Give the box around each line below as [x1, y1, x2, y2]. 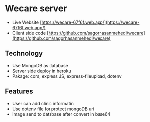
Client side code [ [12, 30, 49, 36]
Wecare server [5, 3, 67, 14]
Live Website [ [12, 19, 42, 25]
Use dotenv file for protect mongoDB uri [12, 106, 94, 112]
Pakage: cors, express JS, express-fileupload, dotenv [12, 73, 122, 79]
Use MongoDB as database [12, 62, 68, 68]
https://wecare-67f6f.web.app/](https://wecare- [41, 19, 140, 25]
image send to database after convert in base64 [12, 111, 111, 117]
